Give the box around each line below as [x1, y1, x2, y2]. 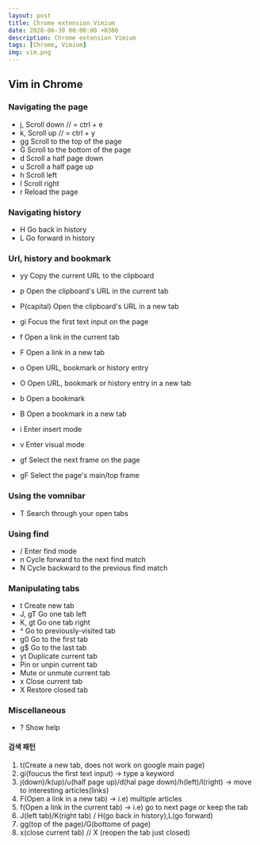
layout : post [8, 11, 52, 20]
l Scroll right [19, 178, 59, 188]
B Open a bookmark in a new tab [19, 409, 127, 419]
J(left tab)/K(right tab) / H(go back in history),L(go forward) [19, 810, 214, 820]
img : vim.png [8, 48, 52, 56]
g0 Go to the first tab [19, 635, 89, 644]
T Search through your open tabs [19, 508, 128, 518]
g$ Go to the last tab [19, 643, 87, 652]
